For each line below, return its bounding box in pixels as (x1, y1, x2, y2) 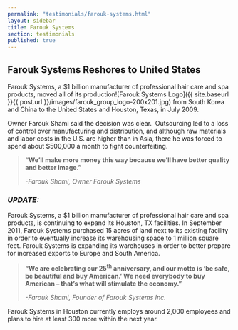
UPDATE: (7, 194, 39, 204)
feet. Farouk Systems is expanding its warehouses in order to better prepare (7, 241, 231, 250)
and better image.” (24, 163, 82, 171)
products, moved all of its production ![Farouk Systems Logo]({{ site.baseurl (7, 90, 229, 99)
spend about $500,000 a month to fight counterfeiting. (7, 141, 168, 150)
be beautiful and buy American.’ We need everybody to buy (24, 271, 205, 280)
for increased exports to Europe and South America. (7, 249, 160, 258)
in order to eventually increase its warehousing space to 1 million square (7, 234, 219, 243)
